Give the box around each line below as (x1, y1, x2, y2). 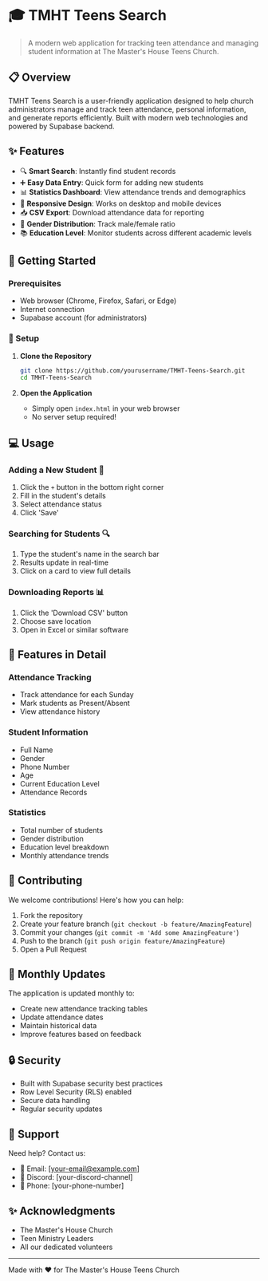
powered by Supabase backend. (8, 121, 115, 131)
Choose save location (19, 616, 92, 626)
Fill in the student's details (19, 491, 106, 500)
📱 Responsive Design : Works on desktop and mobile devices (19, 199, 222, 208)
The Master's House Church (19, 1225, 113, 1235)
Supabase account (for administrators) (19, 313, 148, 323)
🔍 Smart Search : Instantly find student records (19, 166, 176, 175)
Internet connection (19, 305, 85, 314)
